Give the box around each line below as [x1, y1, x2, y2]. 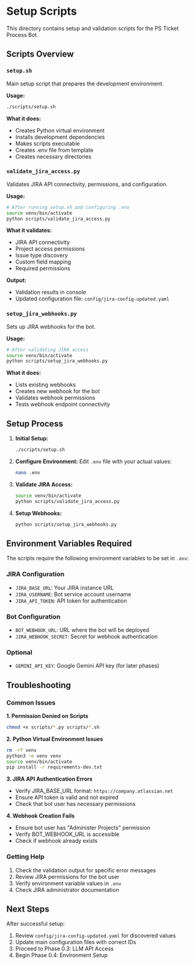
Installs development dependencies [15, 133, 105, 141]
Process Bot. [6, 31, 39, 38]
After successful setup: [6, 920, 65, 928]
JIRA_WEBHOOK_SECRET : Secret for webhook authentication [15, 633, 158, 640]
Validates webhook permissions [15, 394, 96, 402]
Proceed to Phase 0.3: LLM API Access [15, 945, 114, 953]
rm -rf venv [6, 747, 37, 753]
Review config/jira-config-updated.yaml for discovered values [15, 932, 176, 939]
